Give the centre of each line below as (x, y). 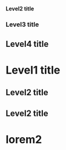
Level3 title (22, 24)
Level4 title (27, 44)
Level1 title (33, 70)
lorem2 (24, 140)
